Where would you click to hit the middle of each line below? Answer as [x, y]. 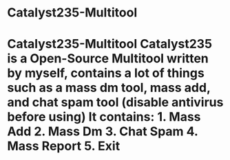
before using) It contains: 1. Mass [104, 117]
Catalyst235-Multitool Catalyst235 [109, 44]
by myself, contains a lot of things [106, 73]
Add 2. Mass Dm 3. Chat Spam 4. [103, 132]
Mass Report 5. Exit [64, 146]
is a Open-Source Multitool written [108, 59]
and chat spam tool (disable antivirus [115, 103]
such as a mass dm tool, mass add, [109, 88]
